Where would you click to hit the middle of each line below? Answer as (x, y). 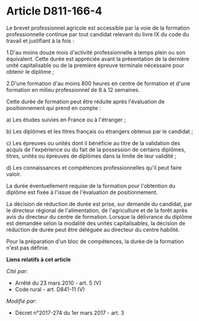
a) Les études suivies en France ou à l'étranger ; (66, 120)
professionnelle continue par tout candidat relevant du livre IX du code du (98, 34)
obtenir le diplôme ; (30, 71)
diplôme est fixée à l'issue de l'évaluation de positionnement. (82, 192)
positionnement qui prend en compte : (54, 108)
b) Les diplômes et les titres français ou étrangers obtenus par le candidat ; (100, 131)
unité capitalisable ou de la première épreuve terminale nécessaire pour (95, 65)
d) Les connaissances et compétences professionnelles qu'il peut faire (94, 167)
